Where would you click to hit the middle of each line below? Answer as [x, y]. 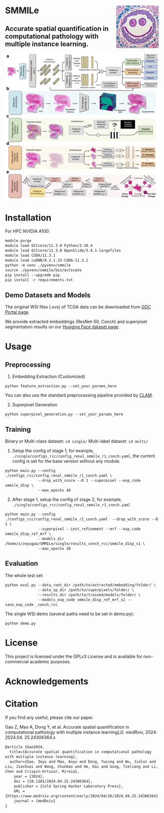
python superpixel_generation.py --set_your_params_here [64, 415]
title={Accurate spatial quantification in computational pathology [81, 752]
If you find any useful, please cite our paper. [49, 717]
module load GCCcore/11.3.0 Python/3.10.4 [49, 246]
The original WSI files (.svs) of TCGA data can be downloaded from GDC [78, 307]
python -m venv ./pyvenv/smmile [38, 265]
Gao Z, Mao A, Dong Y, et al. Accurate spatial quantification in [67, 727]
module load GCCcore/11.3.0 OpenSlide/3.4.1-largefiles [63, 251]
